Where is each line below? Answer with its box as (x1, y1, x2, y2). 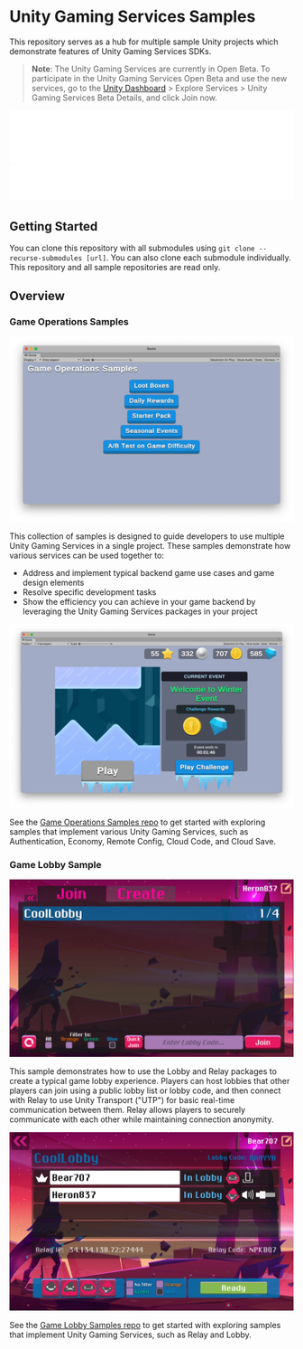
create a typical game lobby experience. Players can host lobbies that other (9, 1076, 290, 1087)
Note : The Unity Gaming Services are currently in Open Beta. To (31, 63, 271, 74)
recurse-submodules (9, 254, 83, 263)
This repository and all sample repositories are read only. (9, 262, 221, 273)
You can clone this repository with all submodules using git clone (9, 242, 255, 254)
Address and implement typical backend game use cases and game (22, 568, 275, 579)
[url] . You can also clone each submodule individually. (86, 252, 291, 263)
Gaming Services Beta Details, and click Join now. (31, 92, 218, 103)
